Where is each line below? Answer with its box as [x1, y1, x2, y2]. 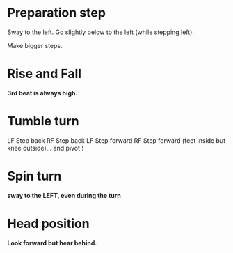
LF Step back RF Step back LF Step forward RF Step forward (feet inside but [7, 136, 226, 144]
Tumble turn [7, 114, 79, 130]
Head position [7, 215, 90, 231]
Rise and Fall [7, 66, 82, 82]
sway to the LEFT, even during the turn [7, 191, 122, 199]
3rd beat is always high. [7, 89, 78, 97]
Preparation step [7, 5, 106, 21]
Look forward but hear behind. [7, 238, 97, 247]
